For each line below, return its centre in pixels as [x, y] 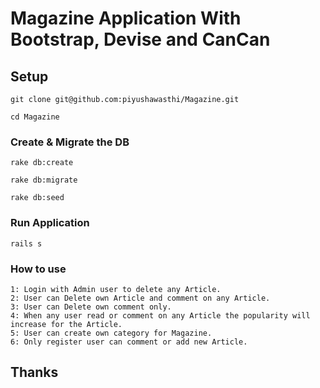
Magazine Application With [126, 18]
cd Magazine [35, 117]
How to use [38, 269]
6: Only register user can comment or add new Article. [129, 342]
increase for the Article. [66, 324]
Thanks [34, 372]
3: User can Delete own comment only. [91, 307]
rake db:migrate [44, 180]
